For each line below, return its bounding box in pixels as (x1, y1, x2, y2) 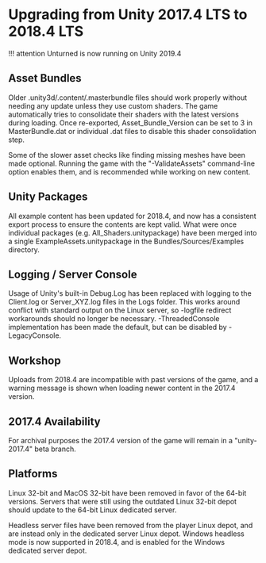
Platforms (8, 467, 58, 481)
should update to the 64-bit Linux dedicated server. (8, 505, 177, 515)
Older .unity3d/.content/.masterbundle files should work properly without (8, 93, 248, 102)
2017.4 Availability (8, 415, 101, 428)
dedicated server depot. (8, 546, 87, 555)
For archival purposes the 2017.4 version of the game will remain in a (8, 436, 233, 445)
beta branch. (34, 444, 77, 454)
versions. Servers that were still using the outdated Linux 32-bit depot (8, 496, 237, 506)
